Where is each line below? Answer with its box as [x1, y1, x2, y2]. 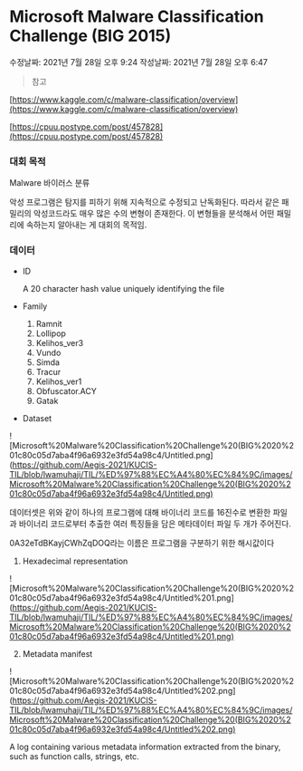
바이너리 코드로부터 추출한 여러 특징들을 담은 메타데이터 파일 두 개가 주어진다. [18, 518, 292, 529]
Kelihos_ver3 [35, 337, 84, 348]
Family [22, 301, 48, 312]
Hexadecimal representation [22, 555, 128, 566]
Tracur [35, 366, 62, 377]
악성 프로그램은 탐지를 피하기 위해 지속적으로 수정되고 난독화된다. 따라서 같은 [9, 197, 280, 207]
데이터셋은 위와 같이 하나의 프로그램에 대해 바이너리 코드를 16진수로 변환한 [9, 506, 271, 517]
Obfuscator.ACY [35, 385, 97, 396]
